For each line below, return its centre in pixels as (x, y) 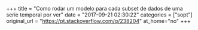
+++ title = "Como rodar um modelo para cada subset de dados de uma (95, 9)
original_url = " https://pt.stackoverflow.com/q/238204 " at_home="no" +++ (99, 21)
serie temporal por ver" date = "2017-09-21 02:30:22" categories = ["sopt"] (99, 15)
